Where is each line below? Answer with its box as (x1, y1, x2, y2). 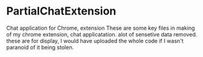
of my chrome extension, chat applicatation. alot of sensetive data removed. (6, 30, 198, 38)
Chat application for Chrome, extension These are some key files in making (6, 24, 195, 32)
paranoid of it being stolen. (6, 44, 74, 51)
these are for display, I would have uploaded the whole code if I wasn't (6, 37, 184, 44)
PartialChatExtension (6, 4, 117, 18)
